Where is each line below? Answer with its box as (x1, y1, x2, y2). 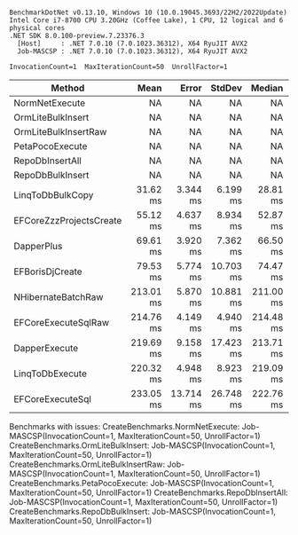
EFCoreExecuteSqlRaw (13, 317, 109, 328)
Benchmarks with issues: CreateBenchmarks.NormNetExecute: (9, 421, 240, 431)
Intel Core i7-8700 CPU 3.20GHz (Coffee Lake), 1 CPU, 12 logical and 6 (9, 16, 284, 25)
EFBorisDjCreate (13, 265, 82, 278)
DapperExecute (13, 342, 79, 354)
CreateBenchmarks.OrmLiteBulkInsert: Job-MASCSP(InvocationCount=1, (9, 440, 276, 451)
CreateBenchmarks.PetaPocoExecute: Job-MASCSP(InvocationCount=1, (9, 478, 275, 488)
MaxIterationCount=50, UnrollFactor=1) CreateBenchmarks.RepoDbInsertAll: (9, 487, 288, 498)
